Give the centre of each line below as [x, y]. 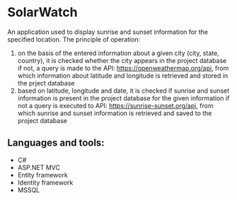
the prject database [46, 83]
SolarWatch [42, 12]
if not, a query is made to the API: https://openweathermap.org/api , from [123, 68]
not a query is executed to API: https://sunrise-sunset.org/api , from [115, 105]
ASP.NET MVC [39, 167]
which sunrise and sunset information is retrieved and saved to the [115, 113]
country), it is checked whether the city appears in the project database [122, 60]
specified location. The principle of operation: [74, 39]
